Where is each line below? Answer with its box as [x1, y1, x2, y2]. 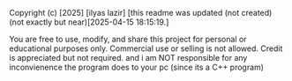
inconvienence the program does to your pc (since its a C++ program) [9, 62, 265, 72]
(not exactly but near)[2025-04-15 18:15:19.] [9, 17, 169, 27]
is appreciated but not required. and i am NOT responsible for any [9, 53, 248, 63]
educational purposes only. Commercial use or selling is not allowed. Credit [9, 43, 283, 54]
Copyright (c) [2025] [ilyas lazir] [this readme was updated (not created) [9, 8, 273, 18]
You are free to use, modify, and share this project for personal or [9, 34, 247, 44]
